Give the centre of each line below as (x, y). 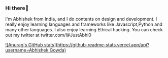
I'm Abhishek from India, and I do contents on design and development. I (81, 19)
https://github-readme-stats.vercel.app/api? (104, 45)
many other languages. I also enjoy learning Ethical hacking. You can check (84, 30)
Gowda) (58, 50)
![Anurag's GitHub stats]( (31, 45)
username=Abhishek (27, 50)
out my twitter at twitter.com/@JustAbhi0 (48, 35)
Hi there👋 (17, 8)
